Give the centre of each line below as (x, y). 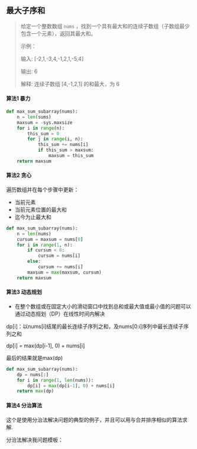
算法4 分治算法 (24, 405)
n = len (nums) (34, 234)
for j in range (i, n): (55, 139)
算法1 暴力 (18, 98)
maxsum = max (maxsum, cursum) (64, 272)
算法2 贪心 (19, 175)
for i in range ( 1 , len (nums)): (55, 380)
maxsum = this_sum (71, 156)
